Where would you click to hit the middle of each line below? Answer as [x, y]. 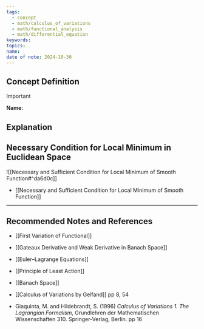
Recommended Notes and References [80, 221]
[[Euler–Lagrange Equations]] [52, 259]
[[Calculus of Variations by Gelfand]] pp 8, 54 [72, 294]
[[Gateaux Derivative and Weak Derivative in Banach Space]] [91, 248]
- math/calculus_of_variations [51, 23]
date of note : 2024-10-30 [39, 57]
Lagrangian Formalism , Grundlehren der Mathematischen [87, 313]
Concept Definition [43, 82]
